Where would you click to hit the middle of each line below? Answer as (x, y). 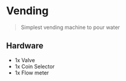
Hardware (25, 46)
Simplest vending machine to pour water (70, 27)
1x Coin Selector (35, 66)
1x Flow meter (32, 73)
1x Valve (25, 60)
